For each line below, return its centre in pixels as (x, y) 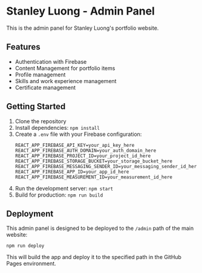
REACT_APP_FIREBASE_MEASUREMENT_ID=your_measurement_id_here (94, 177)
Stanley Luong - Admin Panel (81, 11)
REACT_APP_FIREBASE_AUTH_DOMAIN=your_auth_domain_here (86, 150)
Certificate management (45, 87)
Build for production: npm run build (59, 195)
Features (23, 47)
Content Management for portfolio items (65, 68)
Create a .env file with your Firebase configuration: (78, 134)
